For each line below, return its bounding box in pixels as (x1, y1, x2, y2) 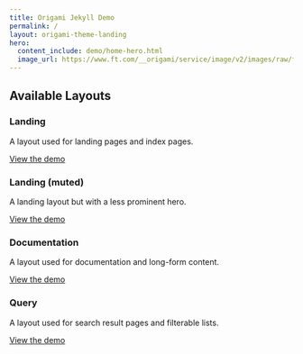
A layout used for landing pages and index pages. (9, 136, 194, 147)
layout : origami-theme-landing (9, 30, 127, 39)
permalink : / (9, 22, 59, 31)
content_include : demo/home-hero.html (17, 47, 164, 56)
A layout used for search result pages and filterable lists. (9, 317, 219, 328)
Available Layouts (9, 88, 112, 104)
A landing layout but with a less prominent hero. (9, 195, 187, 207)
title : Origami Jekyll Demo (9, 13, 115, 23)
